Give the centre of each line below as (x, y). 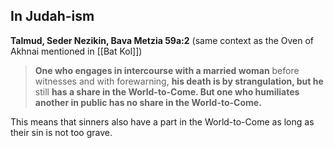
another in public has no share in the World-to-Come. (148, 102)
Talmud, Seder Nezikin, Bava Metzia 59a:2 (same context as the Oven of (162, 40)
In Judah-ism (52, 16)
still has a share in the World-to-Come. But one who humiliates (167, 91)
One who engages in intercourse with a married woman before (167, 70)
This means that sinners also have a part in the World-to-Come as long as (162, 121)
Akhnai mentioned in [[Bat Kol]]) (76, 51)
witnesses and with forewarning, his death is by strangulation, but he (179, 81)
